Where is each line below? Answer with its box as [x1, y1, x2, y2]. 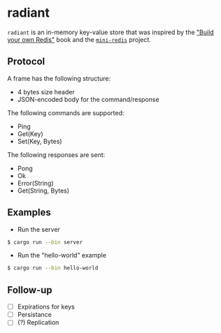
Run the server [17, 225, 61, 233]
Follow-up [7, 284, 52, 296]
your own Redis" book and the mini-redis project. [7, 35, 152, 43]
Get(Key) [17, 129, 43, 138]
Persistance [17, 311, 52, 319]
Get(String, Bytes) [17, 186, 70, 195]
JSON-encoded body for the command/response [17, 95, 159, 103]
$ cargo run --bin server [7, 239, 83, 246]
